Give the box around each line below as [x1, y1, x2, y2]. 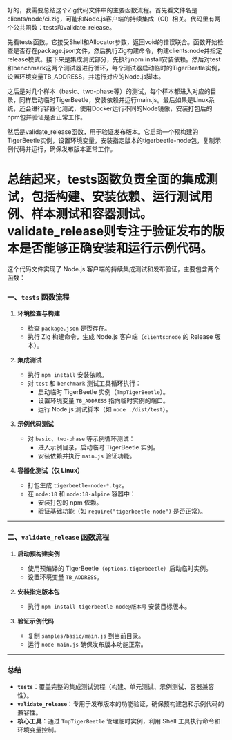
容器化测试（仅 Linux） [17, 467, 84, 475]
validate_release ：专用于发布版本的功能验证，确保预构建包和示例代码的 [17, 699, 224, 708]
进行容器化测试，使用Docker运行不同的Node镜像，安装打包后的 [30, 104, 213, 113]
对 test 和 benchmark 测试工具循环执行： [27, 379, 142, 388]
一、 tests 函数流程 [7, 292, 70, 302]
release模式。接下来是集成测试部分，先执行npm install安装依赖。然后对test [7, 55, 221, 64]
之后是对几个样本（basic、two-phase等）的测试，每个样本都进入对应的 [7, 87, 211, 95]
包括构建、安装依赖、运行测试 [31, 189, 202, 205]
